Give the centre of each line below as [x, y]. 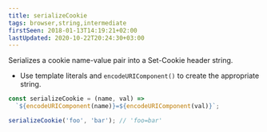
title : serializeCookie [48, 16]
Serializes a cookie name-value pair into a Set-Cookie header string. [121, 60]
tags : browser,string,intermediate [68, 23]
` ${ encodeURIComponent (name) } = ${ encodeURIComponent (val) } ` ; [118, 107]
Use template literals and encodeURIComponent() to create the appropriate [139, 76]
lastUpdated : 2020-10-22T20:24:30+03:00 [77, 38]
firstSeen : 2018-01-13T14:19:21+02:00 [73, 30]
